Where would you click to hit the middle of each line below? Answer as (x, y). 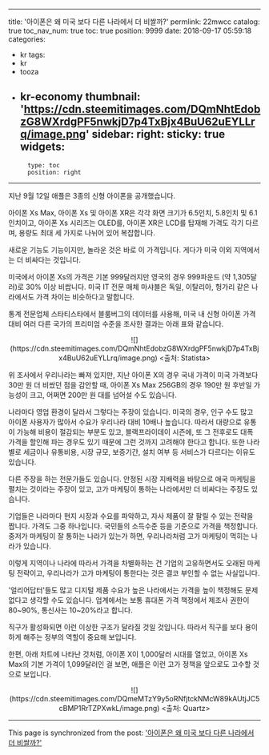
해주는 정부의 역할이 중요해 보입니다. (80, 637)
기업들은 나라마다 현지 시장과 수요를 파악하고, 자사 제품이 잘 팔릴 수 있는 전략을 (131, 516)
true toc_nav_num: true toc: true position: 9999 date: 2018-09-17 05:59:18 (130, 30)
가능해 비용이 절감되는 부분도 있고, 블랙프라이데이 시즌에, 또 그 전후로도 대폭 (135, 432)
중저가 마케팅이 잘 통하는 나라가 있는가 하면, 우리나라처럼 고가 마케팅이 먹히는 (129, 536)
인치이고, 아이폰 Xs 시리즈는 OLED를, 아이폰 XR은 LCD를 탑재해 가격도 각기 (126, 223)
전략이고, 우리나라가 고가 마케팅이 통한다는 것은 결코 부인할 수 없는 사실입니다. (138, 572)
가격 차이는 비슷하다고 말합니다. (85, 296)
